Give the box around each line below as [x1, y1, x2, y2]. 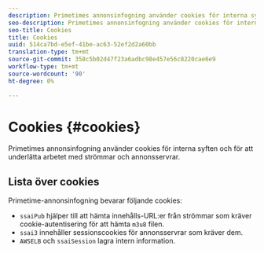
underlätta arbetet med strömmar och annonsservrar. [8, 152, 181, 162]
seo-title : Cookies [8, 26, 72, 34]
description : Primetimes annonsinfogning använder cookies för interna [8, 11, 247, 20]
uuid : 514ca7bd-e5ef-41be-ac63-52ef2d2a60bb [8, 41, 156, 49]
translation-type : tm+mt [8, 48, 90, 56]
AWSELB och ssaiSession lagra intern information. [19, 236, 175, 246]
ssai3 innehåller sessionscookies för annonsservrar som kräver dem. [19, 228, 244, 237]
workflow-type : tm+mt [8, 63, 79, 71]
